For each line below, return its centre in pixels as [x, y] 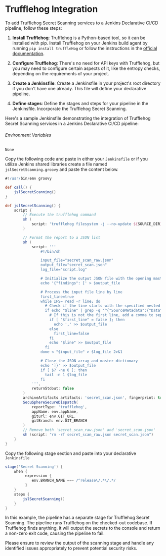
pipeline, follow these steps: [34, 28]
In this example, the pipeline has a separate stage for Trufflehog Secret [77, 518]
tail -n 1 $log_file [66, 375]
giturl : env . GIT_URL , [54, 416]
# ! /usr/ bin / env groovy [28, 179]
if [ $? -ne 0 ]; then [64, 370]
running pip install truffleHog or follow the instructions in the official [84, 48]
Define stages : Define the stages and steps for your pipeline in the [80, 103]
